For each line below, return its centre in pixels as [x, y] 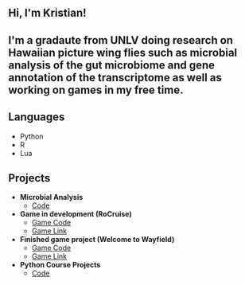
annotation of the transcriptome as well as [115, 78]
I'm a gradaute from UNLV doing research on [121, 40]
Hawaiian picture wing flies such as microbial [123, 52]
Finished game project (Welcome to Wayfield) [97, 240]
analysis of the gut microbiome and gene [112, 65]
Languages [37, 117]
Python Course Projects [60, 265]
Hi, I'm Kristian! [47, 13]
